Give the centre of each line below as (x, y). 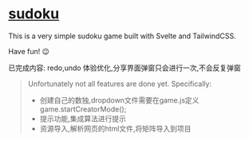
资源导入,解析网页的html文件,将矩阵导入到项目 (115, 128)
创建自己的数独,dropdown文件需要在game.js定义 (119, 100)
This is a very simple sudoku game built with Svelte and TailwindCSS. (123, 36)
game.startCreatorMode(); (83, 109)
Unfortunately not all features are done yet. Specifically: (120, 84)
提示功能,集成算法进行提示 (83, 118)
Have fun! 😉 (29, 51)
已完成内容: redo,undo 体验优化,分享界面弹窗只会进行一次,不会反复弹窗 (125, 68)
